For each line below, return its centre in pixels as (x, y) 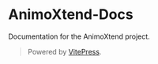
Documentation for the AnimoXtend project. (79, 36)
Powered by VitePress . (64, 51)
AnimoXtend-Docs (71, 15)
